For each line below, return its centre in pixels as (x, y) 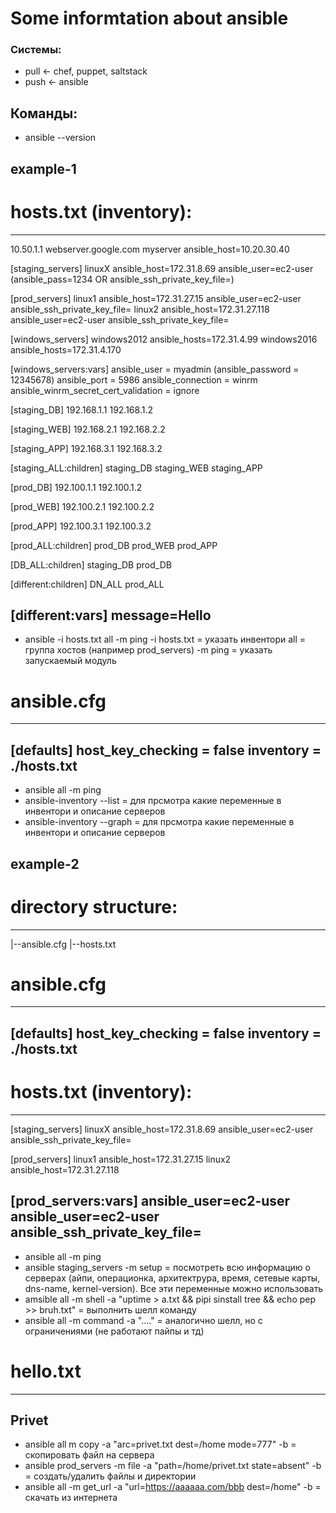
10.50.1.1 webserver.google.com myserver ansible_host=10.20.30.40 (150, 249)
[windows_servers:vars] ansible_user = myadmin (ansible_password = (155, 369)
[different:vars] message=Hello (111, 615)
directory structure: (94, 906)
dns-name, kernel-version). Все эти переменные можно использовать (174, 1288)
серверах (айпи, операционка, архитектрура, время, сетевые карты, (172, 1278)
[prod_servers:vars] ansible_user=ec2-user (150, 1201)
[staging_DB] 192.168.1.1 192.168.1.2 (81, 409)
